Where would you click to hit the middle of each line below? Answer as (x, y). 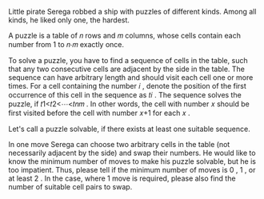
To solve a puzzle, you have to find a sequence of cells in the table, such (128, 60)
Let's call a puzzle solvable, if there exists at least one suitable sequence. (129, 129)
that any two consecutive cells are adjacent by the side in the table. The (127, 69)
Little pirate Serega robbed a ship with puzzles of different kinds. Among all (132, 12)
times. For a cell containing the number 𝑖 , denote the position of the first (127, 86)
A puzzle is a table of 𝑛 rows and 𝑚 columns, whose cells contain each (125, 36)
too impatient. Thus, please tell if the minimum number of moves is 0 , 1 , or (132, 170)
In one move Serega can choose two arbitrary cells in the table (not (119, 144)
